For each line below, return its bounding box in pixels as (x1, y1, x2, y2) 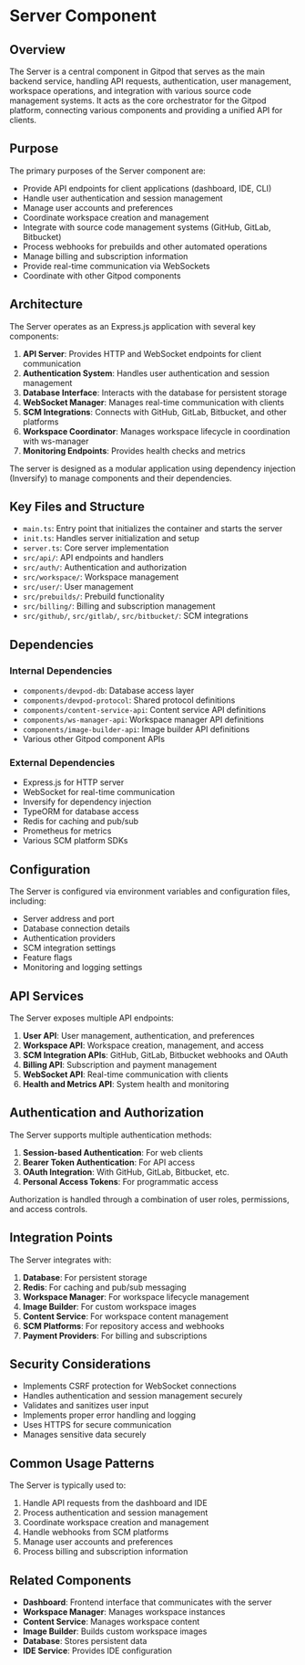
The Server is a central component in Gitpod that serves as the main (9, 66, 266, 77)
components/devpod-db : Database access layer (22, 686, 195, 696)
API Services (9, 988, 85, 1004)
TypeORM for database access (22, 806, 139, 817)
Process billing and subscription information (22, 1546, 188, 1557)
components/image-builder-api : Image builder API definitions (22, 724, 250, 735)
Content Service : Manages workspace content (22, 1617, 200, 1628)
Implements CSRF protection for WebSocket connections (22, 1380, 237, 1392)
